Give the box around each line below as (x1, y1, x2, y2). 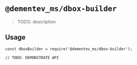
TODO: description (17, 18, 56, 24)
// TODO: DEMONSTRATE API (5, 55, 59, 60)
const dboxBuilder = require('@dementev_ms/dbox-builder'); (5, 46, 133, 51)
